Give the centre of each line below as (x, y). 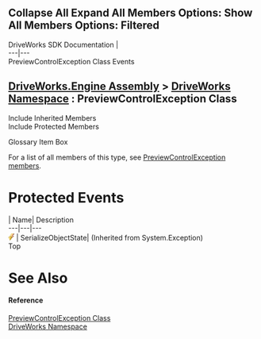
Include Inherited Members (52, 117)
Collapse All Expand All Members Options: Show (130, 13)
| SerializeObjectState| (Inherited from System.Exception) (110, 237)
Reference (26, 300)
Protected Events (66, 197)
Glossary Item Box (38, 141)
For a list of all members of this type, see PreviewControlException (117, 157)
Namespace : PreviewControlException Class (123, 99)
